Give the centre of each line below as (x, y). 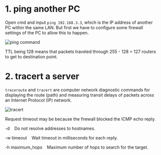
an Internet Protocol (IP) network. (38, 100)
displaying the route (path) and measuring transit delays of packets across (80, 95)
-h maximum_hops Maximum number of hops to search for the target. (77, 147)
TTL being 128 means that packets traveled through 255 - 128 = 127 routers (81, 52)
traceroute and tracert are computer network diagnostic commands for (78, 90)
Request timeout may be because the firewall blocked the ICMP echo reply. (80, 119)
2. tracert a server (42, 77)
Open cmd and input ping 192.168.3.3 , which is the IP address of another (79, 22)
